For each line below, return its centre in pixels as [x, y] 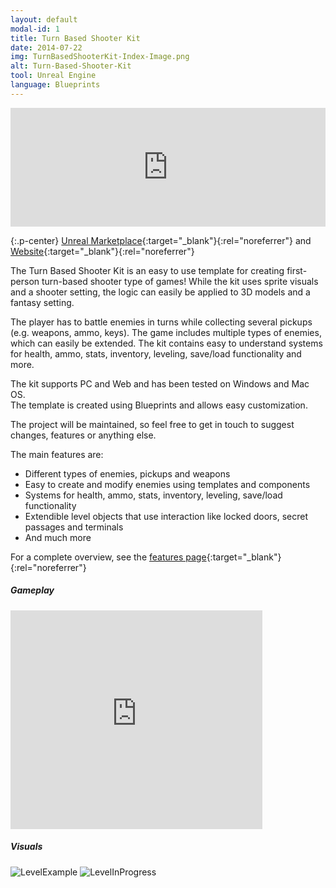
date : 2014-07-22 [46, 47]
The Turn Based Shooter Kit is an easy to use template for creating [147, 270]
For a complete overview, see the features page [108, 557]
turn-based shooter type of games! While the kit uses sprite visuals [180, 281]
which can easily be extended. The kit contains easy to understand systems [166, 343]
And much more [58, 537]
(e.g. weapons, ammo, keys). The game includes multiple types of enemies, [166, 332]
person [25, 281]
